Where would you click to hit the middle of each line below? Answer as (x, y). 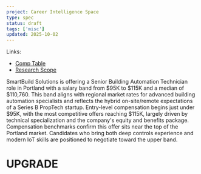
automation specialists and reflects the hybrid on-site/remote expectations (100, 101)
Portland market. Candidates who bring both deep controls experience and (100, 133)
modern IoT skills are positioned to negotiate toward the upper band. (92, 139)
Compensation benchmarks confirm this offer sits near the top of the (92, 127)
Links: (14, 52)
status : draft (24, 23)
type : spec (20, 18)
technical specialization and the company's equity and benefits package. (98, 120)
